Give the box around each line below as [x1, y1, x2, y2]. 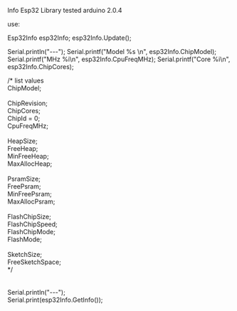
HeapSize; [7, 137, 38, 145]
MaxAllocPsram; [7, 197, 56, 206]
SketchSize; [7, 251, 43, 258]
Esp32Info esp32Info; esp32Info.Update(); [7, 33, 132, 42]
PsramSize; [7, 174, 41, 183]
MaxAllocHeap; [7, 159, 53, 168]
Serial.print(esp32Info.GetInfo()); [7, 295, 103, 304]
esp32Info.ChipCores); [7, 63, 74, 70]
